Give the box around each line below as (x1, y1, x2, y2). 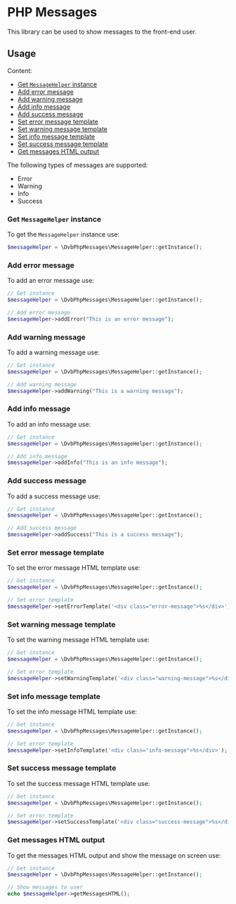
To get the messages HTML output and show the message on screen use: (7, 851, 221, 860)
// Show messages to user (7, 884, 83, 891)
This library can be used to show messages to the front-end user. (7, 27, 197, 36)
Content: (7, 66, 33, 74)
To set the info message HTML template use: (7, 707, 137, 716)
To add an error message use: (7, 277, 95, 285)
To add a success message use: (7, 492, 100, 500)
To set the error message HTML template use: (7, 564, 140, 572)
